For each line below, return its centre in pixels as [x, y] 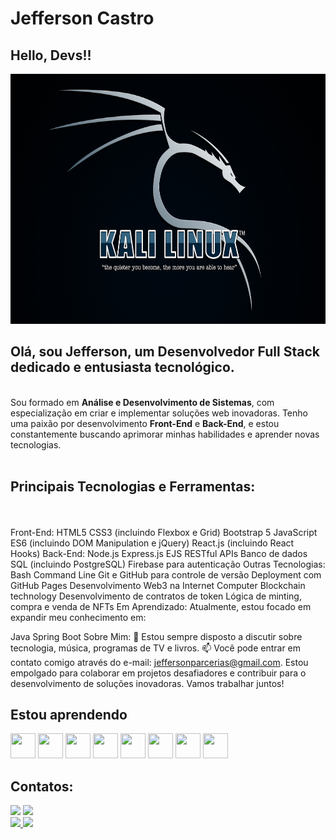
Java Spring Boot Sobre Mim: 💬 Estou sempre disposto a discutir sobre [156, 636]
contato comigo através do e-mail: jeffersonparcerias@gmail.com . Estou [159, 662]
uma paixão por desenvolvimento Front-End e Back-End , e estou [145, 423]
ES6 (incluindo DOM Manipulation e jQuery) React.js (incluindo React [152, 543]
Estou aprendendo [69, 715]
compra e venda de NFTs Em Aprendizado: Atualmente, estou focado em [161, 606]
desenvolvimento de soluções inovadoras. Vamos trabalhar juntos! [147, 683]
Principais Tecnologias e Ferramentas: [133, 487]
